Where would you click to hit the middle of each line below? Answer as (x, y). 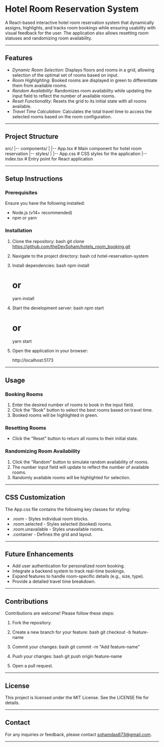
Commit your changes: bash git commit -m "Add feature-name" (76, 647)
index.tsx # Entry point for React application (49, 159)
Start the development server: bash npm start (58, 308)
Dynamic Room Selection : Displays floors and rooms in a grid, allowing (83, 70)
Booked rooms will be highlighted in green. (55, 415)
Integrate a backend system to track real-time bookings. (69, 571)
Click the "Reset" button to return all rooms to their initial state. (75, 439)
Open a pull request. (33, 666)
